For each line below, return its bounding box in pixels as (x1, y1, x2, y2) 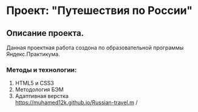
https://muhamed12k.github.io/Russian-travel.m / (15, 99, 138, 107)
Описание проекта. (6, 28, 84, 38)
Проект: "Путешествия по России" (6, 4, 193, 18)
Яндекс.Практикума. (6, 51, 60, 58)
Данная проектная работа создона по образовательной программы (6, 44, 184, 51)
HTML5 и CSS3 (15, 80, 55, 87)
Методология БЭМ (15, 86, 64, 93)
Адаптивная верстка (15, 93, 69, 100)
